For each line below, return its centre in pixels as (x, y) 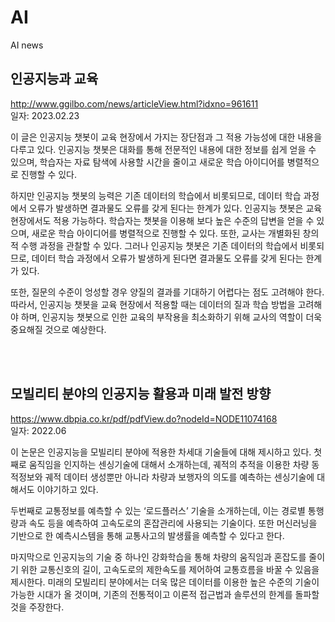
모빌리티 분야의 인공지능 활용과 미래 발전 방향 (141, 394)
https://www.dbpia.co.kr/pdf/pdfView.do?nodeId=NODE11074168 (144, 418)
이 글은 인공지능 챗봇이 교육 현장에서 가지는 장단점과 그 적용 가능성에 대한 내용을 (166, 137)
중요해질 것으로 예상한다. (58, 329)
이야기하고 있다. (67, 489)
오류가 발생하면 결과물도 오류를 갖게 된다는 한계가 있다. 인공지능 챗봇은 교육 (175, 208)
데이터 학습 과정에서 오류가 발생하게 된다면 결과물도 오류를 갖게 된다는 (167, 258)
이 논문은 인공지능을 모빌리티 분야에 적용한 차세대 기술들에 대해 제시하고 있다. (161, 452)
